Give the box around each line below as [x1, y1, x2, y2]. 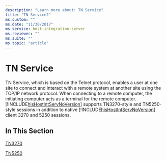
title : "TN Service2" [5, 12, 51, 17]
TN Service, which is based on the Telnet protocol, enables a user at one [5, 79, 158, 86]
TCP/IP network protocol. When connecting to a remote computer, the [5, 90, 152, 96]
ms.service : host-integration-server [5, 26, 86, 32]
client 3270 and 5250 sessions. [5, 112, 71, 118]
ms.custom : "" [5, 17, 36, 22]
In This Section [5, 127, 54, 136]
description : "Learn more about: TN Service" [5, 7, 103, 13]
